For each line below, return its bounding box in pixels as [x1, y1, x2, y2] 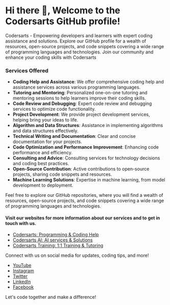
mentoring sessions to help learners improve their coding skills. [12, 95, 147, 101]
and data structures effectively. [12, 128, 79, 134]
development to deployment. [12, 182, 74, 189]
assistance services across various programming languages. [12, 84, 141, 90]
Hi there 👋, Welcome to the [5, 5, 120, 16]
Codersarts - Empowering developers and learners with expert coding [5, 32, 153, 38]
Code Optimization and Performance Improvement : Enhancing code [12, 144, 159, 150]
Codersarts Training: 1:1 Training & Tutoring [12, 242, 104, 249]
